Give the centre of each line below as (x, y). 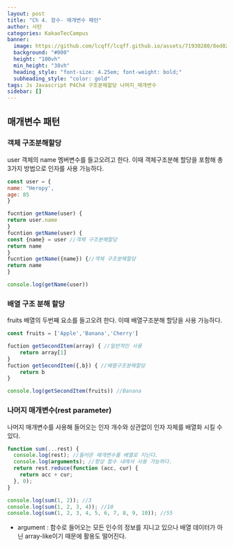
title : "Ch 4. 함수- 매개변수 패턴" (55, 20)
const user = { (29, 181)
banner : (18, 40)
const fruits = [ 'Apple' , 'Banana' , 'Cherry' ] (73, 334)
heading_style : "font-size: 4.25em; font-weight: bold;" (98, 72)
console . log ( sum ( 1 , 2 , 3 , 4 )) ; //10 (60, 507)
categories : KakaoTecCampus (48, 33)
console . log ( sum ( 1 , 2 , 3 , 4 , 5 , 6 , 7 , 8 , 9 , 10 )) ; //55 (90, 514)
